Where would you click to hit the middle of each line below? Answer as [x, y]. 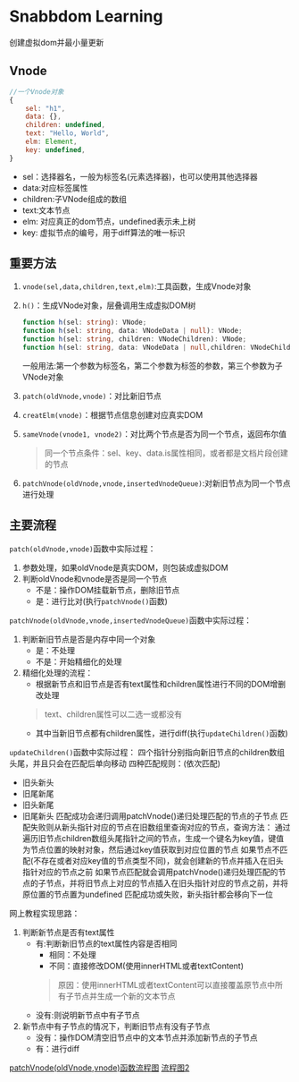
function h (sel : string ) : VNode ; [84, 323]
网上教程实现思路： [45, 913]
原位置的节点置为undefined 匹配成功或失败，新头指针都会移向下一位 [148, 894]
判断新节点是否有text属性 [68, 932]
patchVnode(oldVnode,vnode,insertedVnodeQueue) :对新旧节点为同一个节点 [156, 483]
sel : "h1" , [46, 108]
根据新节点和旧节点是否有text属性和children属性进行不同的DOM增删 [160, 684]
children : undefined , [65, 125]
